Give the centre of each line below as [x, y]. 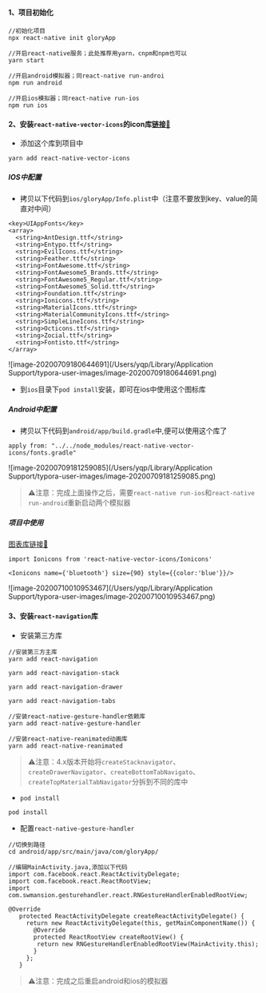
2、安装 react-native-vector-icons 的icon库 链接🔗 [89, 124]
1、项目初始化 [31, 12]
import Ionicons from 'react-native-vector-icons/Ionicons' [111, 559]
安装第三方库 [41, 635]
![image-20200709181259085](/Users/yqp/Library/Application [111, 468]
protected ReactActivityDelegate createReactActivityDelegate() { [132, 916]
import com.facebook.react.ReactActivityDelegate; [94, 874]
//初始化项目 [27, 31]
